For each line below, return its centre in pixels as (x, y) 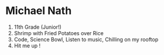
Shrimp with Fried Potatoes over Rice (59, 33)
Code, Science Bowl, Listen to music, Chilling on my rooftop (86, 39)
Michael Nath (39, 11)
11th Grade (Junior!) (38, 27)
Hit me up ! (27, 46)
